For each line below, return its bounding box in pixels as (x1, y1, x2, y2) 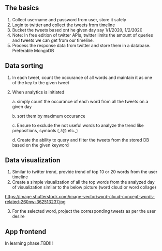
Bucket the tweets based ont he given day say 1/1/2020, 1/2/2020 (12, 27, 143, 33)
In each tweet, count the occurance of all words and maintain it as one (12, 75, 152, 80)
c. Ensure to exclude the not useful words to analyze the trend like (12, 122, 144, 128)
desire (12, 213, 25, 220)
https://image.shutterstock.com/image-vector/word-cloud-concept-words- (5, 194, 155, 200)
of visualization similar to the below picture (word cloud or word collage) (12, 184, 156, 190)
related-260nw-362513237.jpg (5, 199, 66, 205)
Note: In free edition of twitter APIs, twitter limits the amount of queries (12, 32, 153, 38)
